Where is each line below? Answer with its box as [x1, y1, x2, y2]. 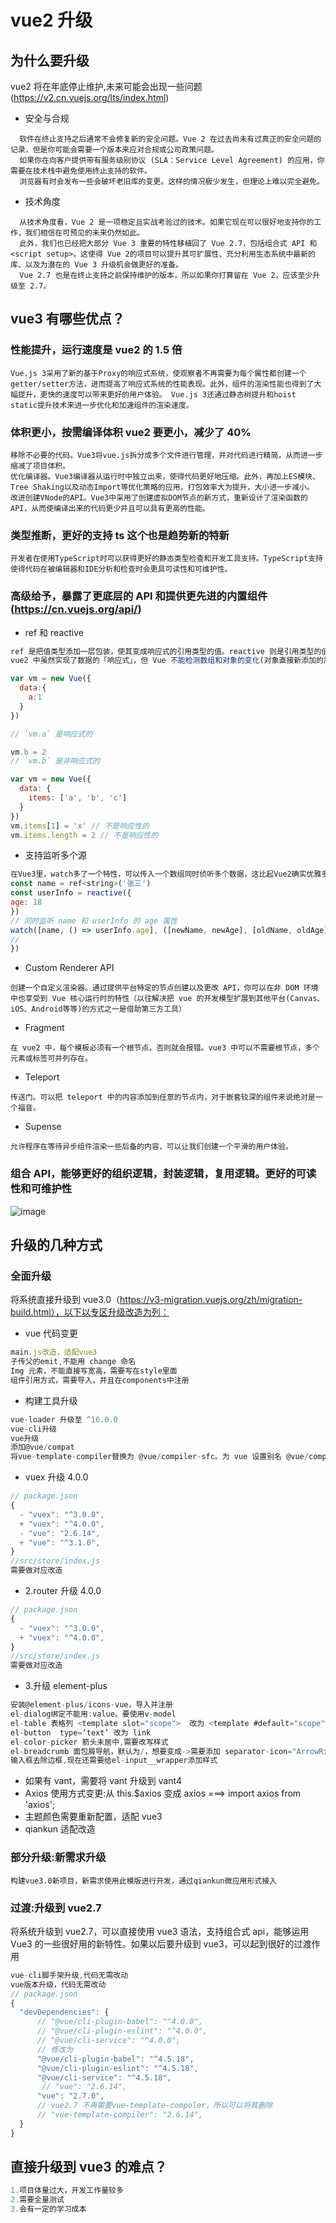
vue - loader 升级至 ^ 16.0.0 [10, 1414, 118, 1425]
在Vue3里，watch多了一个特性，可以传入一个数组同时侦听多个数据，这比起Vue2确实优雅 [10, 869, 322, 880]
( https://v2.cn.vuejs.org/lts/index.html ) [10, 92, 170, 103]
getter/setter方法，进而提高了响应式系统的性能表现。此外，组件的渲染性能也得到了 [10, 379, 315, 389]
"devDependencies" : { [19, 2007, 110, 2018]
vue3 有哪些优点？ [10, 311, 125, 328]
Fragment [24, 1022, 65, 1034]
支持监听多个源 [24, 849, 87, 861]
